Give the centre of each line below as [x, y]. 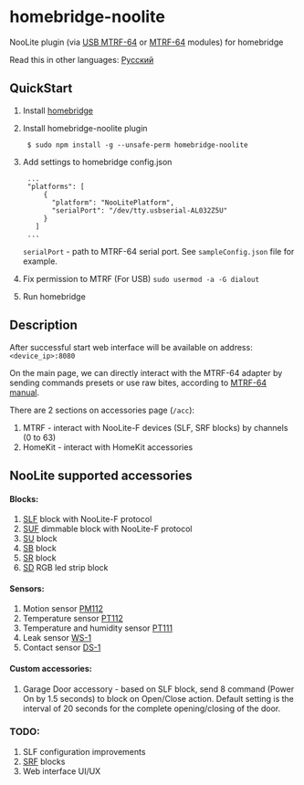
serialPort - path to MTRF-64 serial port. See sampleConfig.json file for [158, 251]
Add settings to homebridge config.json [97, 162]
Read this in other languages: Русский [82, 59]
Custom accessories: [51, 668]
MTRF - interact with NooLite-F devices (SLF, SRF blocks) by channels [155, 427]
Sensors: [27, 588]
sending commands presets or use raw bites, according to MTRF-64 [138, 382]
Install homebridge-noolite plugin [85, 128]
